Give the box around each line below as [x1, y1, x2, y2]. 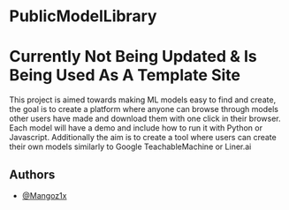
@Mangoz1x [21, 190, 67, 200]
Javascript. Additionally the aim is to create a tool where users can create [9, 132, 277, 143]
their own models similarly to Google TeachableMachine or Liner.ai [9, 141, 252, 152]
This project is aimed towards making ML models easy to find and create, [9, 94, 277, 105]
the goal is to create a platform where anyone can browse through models [9, 104, 278, 115]
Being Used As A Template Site [9, 65, 241, 86]
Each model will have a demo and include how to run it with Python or [9, 123, 263, 133]
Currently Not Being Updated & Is [9, 47, 258, 67]
